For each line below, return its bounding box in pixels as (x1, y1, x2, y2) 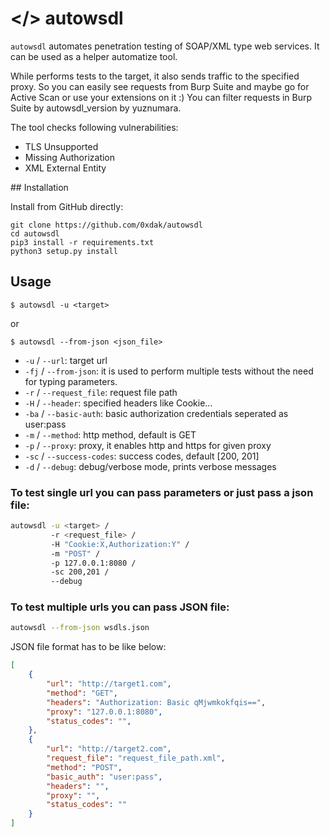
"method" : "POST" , (46, 762, 123, 772)
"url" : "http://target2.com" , (46, 744, 172, 754)
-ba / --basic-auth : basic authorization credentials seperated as (24, 407, 289, 419)
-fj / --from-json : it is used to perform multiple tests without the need (24, 365, 314, 377)
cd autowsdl (10, 228, 60, 239)
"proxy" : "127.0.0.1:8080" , (46, 707, 163, 717)
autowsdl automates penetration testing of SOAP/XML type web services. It (10, 40, 320, 52)
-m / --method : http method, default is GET (24, 428, 197, 441)
